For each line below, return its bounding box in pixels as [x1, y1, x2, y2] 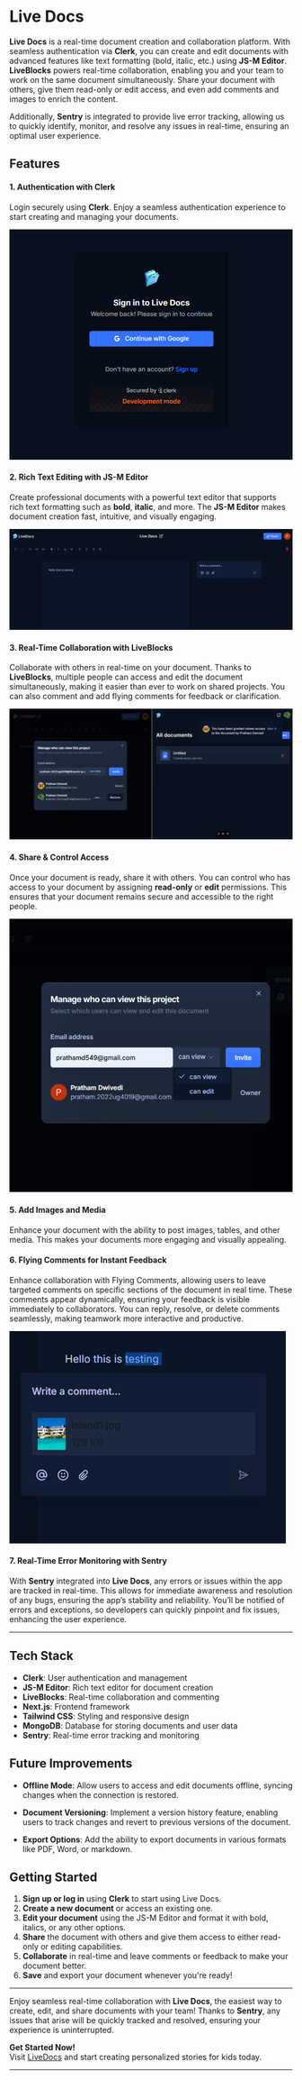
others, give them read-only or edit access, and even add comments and [9, 84, 280, 95]
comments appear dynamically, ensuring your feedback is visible [9, 1293, 250, 1304]
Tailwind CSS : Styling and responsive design [22, 1711, 190, 1721]
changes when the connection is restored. [22, 1789, 179, 1800]
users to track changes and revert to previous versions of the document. [22, 1816, 291, 1827]
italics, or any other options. [22, 1922, 126, 1933]
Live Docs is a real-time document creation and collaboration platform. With [9, 36, 290, 47]
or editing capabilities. [40, 1941, 123, 1952]
